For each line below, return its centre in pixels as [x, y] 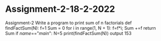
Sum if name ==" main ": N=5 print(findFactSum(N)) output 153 [69, 33]
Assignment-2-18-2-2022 [60, 9]
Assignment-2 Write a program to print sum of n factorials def [69, 23]
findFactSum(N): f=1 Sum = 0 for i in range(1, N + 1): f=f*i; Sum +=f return [80, 28]
